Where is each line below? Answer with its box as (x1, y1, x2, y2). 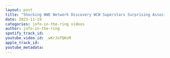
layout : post (5, 7, 33, 13)
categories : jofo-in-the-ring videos (5, 21, 85, 27)
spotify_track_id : (5, 31, 44, 36)
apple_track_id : (5, 40, 39, 45)
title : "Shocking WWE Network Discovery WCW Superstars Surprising (5, 12, 151, 17)
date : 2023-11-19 (5, 17, 42, 22)
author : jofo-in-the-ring (5, 26, 60, 31)
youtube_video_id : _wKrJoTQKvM (5, 36, 71, 41)
